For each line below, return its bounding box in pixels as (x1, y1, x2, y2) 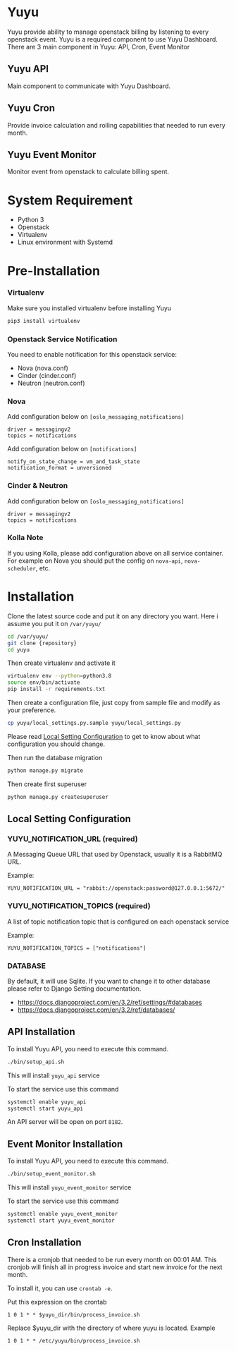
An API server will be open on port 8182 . (7, 1118, 123, 1126)
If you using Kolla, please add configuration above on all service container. (7, 549, 224, 557)
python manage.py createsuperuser (7, 793, 109, 800)
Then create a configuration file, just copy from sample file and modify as (7, 699, 221, 707)
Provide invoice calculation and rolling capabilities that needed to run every (7, 121, 225, 129)
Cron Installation (7, 1237, 82, 1249)
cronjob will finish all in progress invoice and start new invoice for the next (7, 1263, 223, 1271)
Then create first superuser (7, 780, 87, 788)
